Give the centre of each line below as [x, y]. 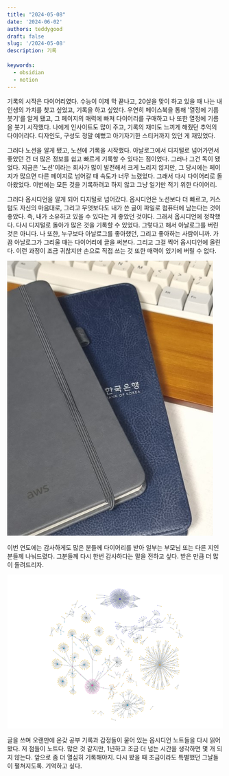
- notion [26, 80]
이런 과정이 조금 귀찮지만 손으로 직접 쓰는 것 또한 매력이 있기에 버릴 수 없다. [117, 250]
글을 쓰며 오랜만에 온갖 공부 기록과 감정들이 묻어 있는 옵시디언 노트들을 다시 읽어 [114, 740]
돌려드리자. [29, 564]
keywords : [21, 65]
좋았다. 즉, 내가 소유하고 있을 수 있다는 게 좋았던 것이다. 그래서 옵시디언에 [105, 216]
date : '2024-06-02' [35, 22]
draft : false [26, 36]
